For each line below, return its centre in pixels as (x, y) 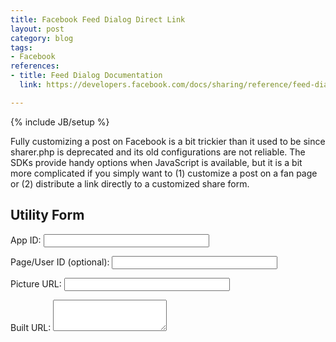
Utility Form (47, 215)
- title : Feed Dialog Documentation (86, 76)
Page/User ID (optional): (60, 262)
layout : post (37, 29)
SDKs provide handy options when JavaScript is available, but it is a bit (156, 162)
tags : (21, 47)
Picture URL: (36, 283)
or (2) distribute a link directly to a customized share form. (130, 183)
